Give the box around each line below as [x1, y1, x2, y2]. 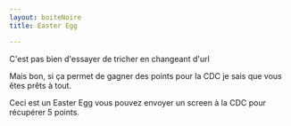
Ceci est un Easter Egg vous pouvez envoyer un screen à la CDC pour [9, 97, 266, 107]
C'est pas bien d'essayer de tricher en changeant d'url [9, 53, 210, 64]
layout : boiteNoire [9, 12, 82, 22]
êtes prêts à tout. [9, 80, 72, 91]
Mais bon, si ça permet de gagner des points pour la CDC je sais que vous [9, 70, 283, 81]
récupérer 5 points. [9, 106, 80, 117]
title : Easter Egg [9, 21, 78, 30]
